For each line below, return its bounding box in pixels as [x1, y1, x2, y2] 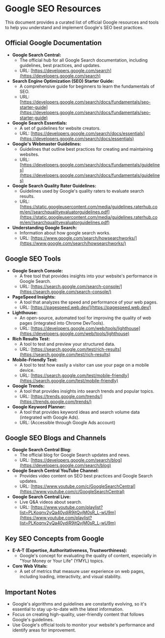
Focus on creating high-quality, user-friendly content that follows [12, 611, 144, 617]
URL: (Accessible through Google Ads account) [19, 419, 115, 425]
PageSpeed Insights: [12, 294, 56, 300]
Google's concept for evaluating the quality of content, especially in [19, 553, 157, 559]
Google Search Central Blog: [12, 447, 72, 453]
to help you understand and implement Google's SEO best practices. [5, 24, 144, 30]
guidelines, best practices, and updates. [19, 62, 101, 68]
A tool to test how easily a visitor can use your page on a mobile [19, 362, 149, 368]
